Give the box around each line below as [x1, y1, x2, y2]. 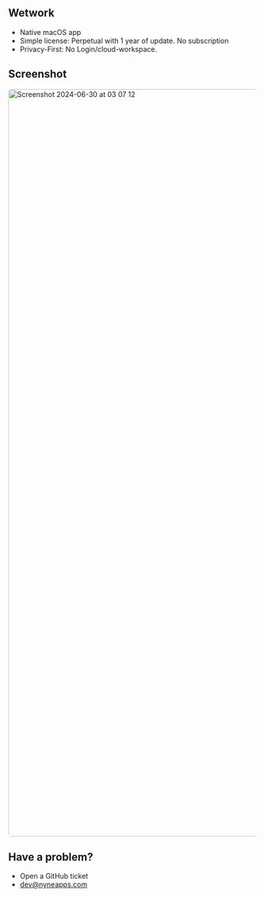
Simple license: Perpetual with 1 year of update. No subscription [19, 36, 229, 45]
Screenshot [8, 68, 67, 81]
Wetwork [8, 6, 55, 20]
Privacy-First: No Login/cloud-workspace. [19, 44, 158, 54]
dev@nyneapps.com [19, 880, 88, 889]
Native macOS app [19, 27, 82, 37]
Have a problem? [8, 850, 94, 864]
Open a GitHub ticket [19, 872, 89, 881]
